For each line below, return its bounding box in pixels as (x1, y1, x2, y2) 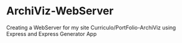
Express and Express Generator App (6, 30, 97, 37)
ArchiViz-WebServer (6, 4, 114, 18)
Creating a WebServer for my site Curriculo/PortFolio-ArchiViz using (6, 24, 177, 31)
